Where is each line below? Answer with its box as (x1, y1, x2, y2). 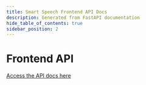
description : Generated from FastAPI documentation (6, 15, 140, 21)
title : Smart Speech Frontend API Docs (6, 8, 108, 15)
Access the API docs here (6, 72, 71, 80)
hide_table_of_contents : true (6, 20, 83, 26)
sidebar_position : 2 (6, 25, 59, 32)
